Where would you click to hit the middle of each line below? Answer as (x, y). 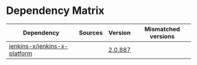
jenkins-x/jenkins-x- (39, 46)
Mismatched (162, 29)
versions (162, 36)
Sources (91, 32)
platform (21, 53)
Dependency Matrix (55, 11)
